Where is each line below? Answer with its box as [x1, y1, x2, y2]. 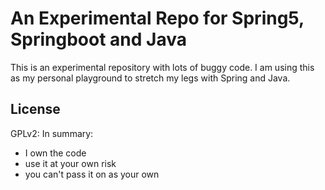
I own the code [24, 147, 87, 159]
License [10, 101, 61, 118]
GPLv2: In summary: [10, 127, 94, 139]
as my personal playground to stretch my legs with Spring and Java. [10, 72, 291, 84]
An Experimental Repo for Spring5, [10, 7, 305, 30]
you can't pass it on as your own [24, 168, 160, 180]
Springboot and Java [10, 28, 187, 51]
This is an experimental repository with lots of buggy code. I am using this [10, 61, 315, 73]
